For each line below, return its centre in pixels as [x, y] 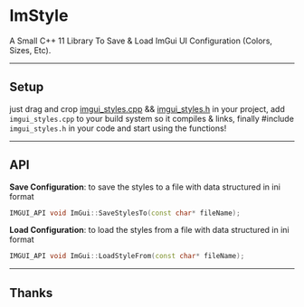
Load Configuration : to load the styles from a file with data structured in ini [149, 230]
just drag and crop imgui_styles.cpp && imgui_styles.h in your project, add [147, 108]
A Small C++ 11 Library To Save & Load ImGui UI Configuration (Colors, [141, 41]
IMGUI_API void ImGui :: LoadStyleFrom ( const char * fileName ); [127, 256]
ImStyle [39, 16]
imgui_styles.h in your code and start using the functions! [118, 128]
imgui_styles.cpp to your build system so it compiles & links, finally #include [152, 118]
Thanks [31, 293]
